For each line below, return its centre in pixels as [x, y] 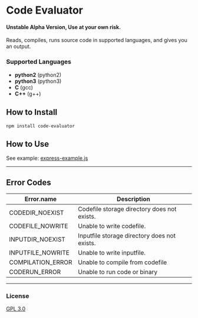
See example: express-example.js [47, 158]
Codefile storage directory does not [127, 209]
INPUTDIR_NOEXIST [37, 239]
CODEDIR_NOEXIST [37, 213]
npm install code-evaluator [41, 126]
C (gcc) [24, 87]
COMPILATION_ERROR [41, 262]
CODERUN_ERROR [35, 272]
